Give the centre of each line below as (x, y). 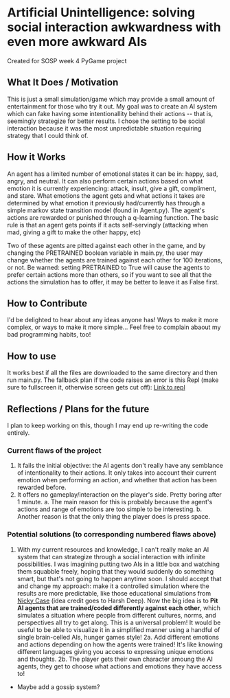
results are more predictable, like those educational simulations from (114, 593)
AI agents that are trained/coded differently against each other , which (119, 608)
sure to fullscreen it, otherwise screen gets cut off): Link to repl (96, 387)
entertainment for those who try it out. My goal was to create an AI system (112, 106)
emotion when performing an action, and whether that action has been (117, 480)
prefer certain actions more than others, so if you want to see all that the (110, 274)
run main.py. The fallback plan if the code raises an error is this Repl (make (113, 380)
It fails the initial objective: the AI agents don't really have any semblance (120, 466)
